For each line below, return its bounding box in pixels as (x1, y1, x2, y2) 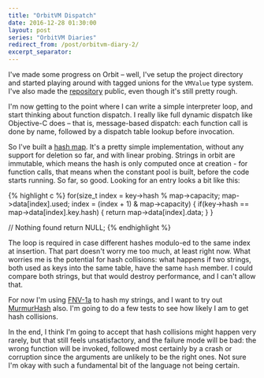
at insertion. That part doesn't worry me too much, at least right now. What (8, 246, 251, 256)
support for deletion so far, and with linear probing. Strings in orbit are (8, 150, 236, 160)
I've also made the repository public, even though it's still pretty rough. (8, 87, 238, 95)
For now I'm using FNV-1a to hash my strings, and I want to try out (8, 295, 223, 304)
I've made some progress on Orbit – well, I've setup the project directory (8, 70, 244, 79)
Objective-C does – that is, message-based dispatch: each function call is (8, 119, 248, 128)
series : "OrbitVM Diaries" (8, 33, 97, 42)
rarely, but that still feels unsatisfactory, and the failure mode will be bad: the (8, 335, 257, 345)
